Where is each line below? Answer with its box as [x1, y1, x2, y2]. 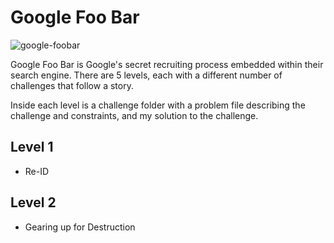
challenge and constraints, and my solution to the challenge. [10, 109, 259, 121]
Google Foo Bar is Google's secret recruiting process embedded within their [10, 58, 324, 70]
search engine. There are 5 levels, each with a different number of [10, 69, 283, 81]
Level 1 [10, 139, 54, 156]
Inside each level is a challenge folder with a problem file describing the [10, 99, 306, 111]
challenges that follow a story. [10, 79, 134, 91]
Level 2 [10, 194, 57, 211]
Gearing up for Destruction [24, 221, 136, 233]
